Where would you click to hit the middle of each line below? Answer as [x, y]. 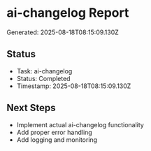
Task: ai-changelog [44, 71]
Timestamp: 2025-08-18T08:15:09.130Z [74, 86]
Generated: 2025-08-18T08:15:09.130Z [63, 32]
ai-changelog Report [68, 13]
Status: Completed [43, 78]
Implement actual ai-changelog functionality [80, 124]
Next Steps [31, 108]
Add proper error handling [54, 132]
